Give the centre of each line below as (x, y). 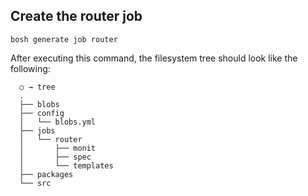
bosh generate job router (64, 39)
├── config (42, 113)
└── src (35, 183)
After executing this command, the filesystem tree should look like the (154, 58)
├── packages (46, 174)
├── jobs (37, 130)
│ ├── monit (58, 148)
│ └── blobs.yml (58, 122)
